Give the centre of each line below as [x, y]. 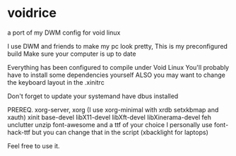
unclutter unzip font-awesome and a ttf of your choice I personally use [110, 124]
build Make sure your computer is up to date [72, 54]
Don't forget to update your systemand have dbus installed [93, 96]
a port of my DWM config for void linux [64, 32]
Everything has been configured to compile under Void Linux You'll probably [118, 67]
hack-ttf [19, 132]
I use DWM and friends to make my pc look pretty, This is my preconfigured [118, 46]
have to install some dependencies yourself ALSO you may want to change [117, 75]
